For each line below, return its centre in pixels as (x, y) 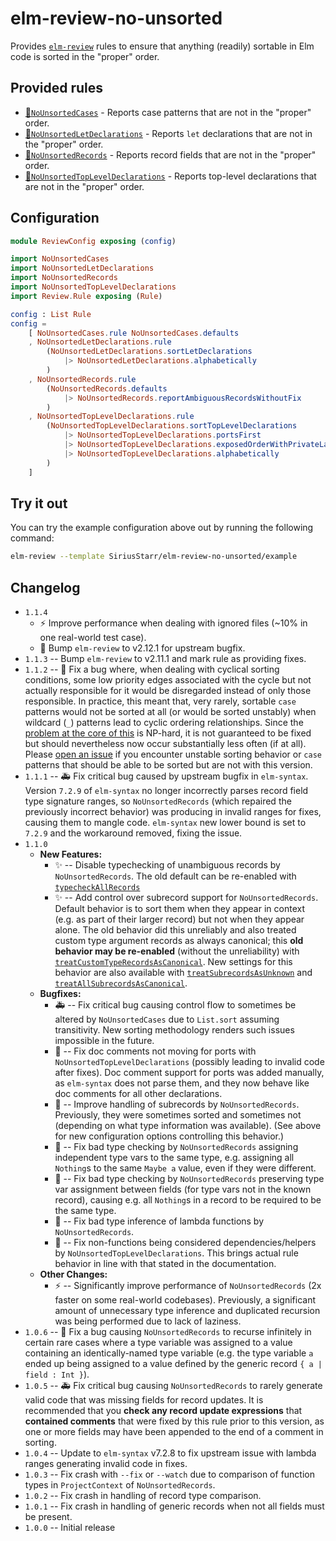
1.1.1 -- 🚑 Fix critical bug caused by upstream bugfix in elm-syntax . (166, 776)
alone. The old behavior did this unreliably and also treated (175, 930)
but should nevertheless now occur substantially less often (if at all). (165, 744)
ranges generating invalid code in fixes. (106, 1464)
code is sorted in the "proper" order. (85, 56)
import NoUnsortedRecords (64, 278)
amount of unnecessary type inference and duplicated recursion (187, 1311)
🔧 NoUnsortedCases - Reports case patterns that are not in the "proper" (168, 112)
